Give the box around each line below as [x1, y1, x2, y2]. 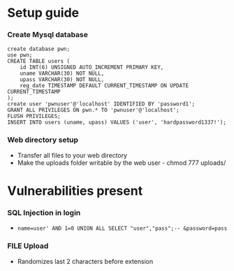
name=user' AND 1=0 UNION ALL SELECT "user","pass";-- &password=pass [17, 225, 228, 232]
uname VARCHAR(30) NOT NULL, [20, 70, 105, 78]
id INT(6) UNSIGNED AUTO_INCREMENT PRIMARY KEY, [20, 64, 164, 71]
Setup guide [7, 5, 80, 21]
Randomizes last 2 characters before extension [17, 257, 154, 265]
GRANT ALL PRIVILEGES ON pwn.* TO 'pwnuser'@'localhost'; [7, 107, 180, 114]
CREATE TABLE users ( [7, 58, 71, 65]
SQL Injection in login [7, 207, 81, 217]
